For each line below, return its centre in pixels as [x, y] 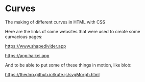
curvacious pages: [24, 37]
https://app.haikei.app [27, 55]
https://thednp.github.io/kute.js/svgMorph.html [52, 74]
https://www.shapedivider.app [36, 46]
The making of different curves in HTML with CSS [55, 22]
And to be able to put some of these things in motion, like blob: [68, 65]
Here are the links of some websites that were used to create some [73, 31]
